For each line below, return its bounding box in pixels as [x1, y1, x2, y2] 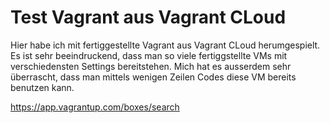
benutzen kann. [10, 81, 75, 93]
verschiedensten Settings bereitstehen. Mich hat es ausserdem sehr [10, 60, 292, 72]
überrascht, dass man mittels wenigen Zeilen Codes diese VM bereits [10, 71, 297, 83]
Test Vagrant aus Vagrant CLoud [10, 6, 287, 29]
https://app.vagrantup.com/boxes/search [10, 101, 180, 113]
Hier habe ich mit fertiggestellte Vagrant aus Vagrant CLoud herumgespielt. [10, 39, 321, 51]
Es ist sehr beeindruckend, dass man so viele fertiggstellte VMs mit [10, 49, 288, 61]
